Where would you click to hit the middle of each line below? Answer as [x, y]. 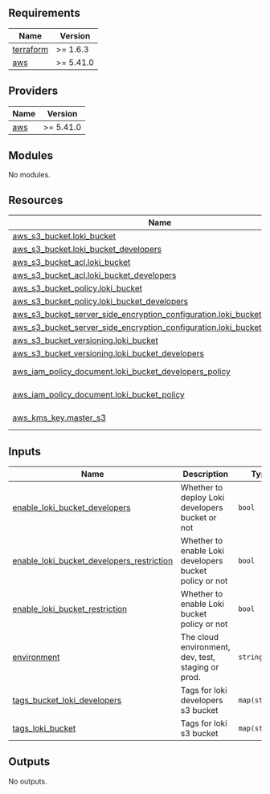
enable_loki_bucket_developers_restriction [93, 561]
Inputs [25, 452]
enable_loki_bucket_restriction [70, 609]
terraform [31, 49]
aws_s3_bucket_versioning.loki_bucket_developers [108, 354]
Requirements [44, 13]
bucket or [198, 518]
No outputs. [28, 781]
